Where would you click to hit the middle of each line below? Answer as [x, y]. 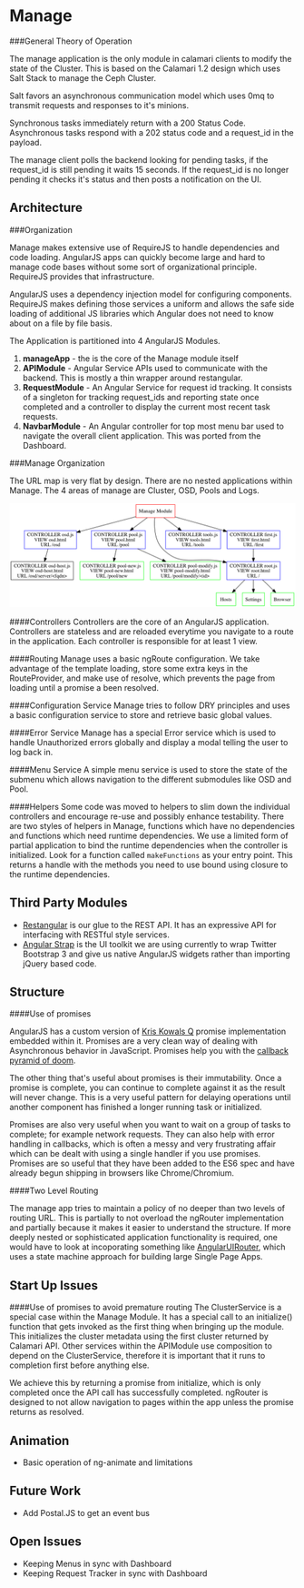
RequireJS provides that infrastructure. [82, 276]
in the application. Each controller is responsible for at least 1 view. [134, 641]
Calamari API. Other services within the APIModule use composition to [141, 1346]
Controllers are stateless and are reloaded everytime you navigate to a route [152, 631]
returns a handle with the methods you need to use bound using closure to [149, 865]
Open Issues [45, 1542]
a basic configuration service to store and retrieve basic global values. [141, 714]
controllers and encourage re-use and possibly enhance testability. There [147, 816]
